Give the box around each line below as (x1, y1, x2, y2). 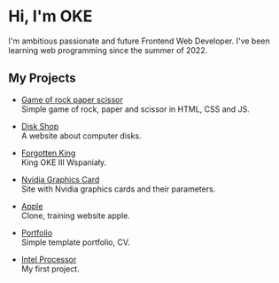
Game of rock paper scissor (20, 94, 123, 105)
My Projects (8, 71, 76, 86)
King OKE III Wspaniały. (20, 157, 107, 168)
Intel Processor (20, 254, 77, 264)
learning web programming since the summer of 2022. (8, 44, 208, 55)
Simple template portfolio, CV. (20, 237, 130, 248)
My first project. (20, 263, 81, 274)
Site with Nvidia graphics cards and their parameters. (20, 184, 216, 194)
